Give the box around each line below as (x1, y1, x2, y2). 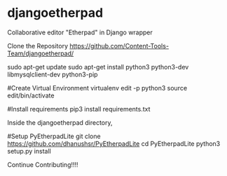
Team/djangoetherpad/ (7, 49, 74, 57)
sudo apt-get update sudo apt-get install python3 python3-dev (7, 62, 189, 71)
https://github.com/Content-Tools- (69, 41, 170, 50)
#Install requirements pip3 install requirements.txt (7, 104, 151, 113)
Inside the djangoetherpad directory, (7, 118, 113, 127)
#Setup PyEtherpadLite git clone (7, 132, 101, 140)
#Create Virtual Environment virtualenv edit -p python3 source (7, 83, 188, 92)
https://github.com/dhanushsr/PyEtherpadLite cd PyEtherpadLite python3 (7, 139, 221, 148)
